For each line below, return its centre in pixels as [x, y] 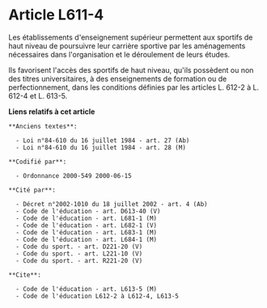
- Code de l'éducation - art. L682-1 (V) [87, 225]
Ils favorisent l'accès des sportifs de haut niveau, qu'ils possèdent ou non [131, 70]
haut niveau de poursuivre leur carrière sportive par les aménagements [127, 45]
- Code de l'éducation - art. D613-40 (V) [88, 211]
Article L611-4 [56, 15]
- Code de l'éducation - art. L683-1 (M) [87, 232]
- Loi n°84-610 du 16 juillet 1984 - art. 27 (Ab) [103, 140]
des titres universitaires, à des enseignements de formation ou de [118, 78]
